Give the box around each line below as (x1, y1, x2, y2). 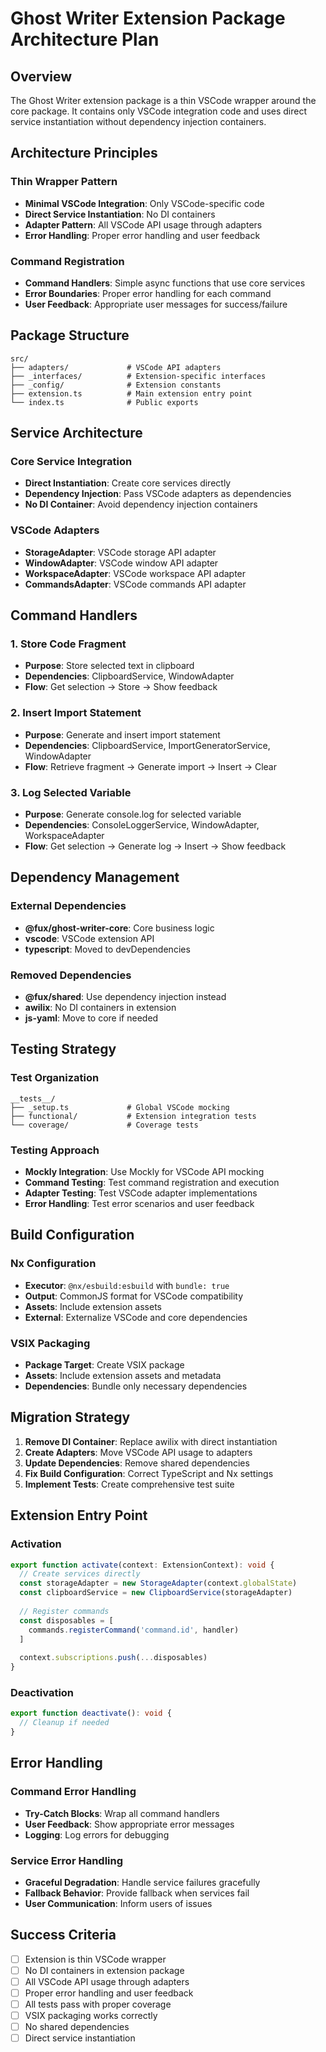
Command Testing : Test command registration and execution (24, 1177, 280, 1189)
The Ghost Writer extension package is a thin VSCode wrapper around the (10, 95, 317, 106)
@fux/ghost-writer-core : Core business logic (24, 922, 215, 934)
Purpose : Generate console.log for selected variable (24, 808, 242, 821)
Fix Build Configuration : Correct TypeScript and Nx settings (24, 1467, 274, 1479)
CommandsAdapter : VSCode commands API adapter (24, 578, 247, 590)
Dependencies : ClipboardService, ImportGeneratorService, (24, 739, 271, 751)
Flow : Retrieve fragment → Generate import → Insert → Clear (24, 760, 277, 772)
